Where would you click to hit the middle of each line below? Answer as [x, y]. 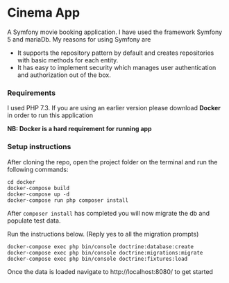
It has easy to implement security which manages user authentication [117, 67]
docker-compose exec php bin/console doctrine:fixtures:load [97, 259]
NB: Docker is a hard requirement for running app [79, 129]
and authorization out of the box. [64, 75]
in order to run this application [50, 115]
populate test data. [34, 221]
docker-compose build [39, 188]
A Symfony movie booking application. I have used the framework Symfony [115, 32]
